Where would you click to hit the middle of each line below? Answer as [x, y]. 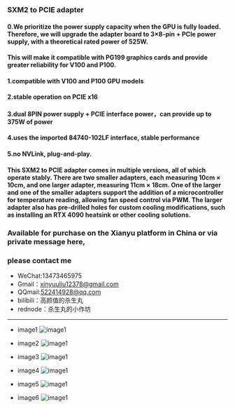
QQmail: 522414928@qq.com [59, 292]
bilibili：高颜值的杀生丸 [50, 300]
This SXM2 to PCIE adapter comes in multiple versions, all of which [107, 170]
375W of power [30, 121]
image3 [28, 356]
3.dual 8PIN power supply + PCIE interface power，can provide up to [109, 114]
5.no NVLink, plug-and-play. [50, 154]
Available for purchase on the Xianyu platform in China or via [113, 233]
